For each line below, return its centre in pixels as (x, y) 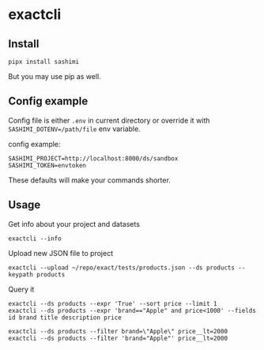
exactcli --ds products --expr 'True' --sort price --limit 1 (113, 303)
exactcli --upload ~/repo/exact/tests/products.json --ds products (122, 267)
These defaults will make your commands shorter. (90, 180)
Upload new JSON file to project (60, 253)
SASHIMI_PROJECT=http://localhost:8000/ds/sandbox (93, 158)
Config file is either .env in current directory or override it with (109, 120)
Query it (21, 289)
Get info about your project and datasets (74, 224)
